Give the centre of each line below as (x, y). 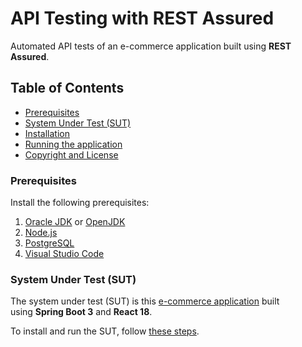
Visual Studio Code (64, 254)
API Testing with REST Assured (142, 18)
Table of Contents (67, 88)
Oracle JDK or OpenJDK (75, 222)
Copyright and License (71, 154)
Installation (47, 133)
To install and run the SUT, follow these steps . (105, 331)
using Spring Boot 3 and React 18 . (81, 312)
